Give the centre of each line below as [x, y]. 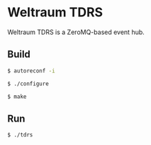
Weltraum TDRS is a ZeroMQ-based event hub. [76, 32]
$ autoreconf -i [31, 71]
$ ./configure [28, 84]
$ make [17, 97]
